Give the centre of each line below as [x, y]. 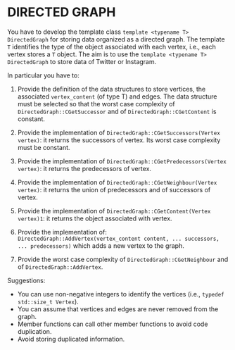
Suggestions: [26, 280]
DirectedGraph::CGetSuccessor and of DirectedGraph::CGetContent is [117, 111]
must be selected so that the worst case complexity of [96, 104]
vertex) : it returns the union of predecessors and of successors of [114, 189]
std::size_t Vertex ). [48, 301]
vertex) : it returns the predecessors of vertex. [84, 168]
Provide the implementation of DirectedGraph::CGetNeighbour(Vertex [117, 182]
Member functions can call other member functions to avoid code [113, 324]
